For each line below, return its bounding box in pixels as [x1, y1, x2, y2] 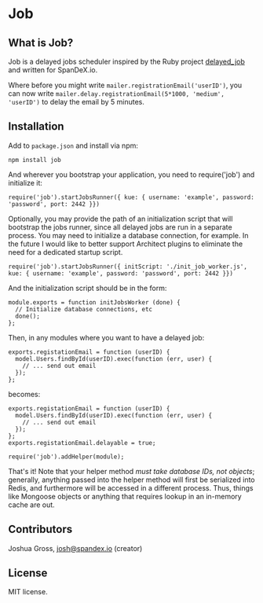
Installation [8, 119, 64, 134]
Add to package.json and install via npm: [8, 141, 139, 150]
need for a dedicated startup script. [8, 247, 123, 256]
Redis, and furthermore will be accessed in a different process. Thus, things [8, 483, 254, 492]
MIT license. [8, 587, 49, 597]
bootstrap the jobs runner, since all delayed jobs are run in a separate [8, 222, 233, 232]
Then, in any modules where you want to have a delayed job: [8, 333, 205, 342]
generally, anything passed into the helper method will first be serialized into [8, 475, 255, 484]
